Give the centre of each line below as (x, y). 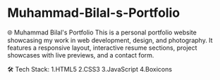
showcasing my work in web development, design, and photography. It (110, 40)
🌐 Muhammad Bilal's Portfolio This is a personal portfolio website (102, 32)
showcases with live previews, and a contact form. (81, 55)
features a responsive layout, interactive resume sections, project (102, 48)
